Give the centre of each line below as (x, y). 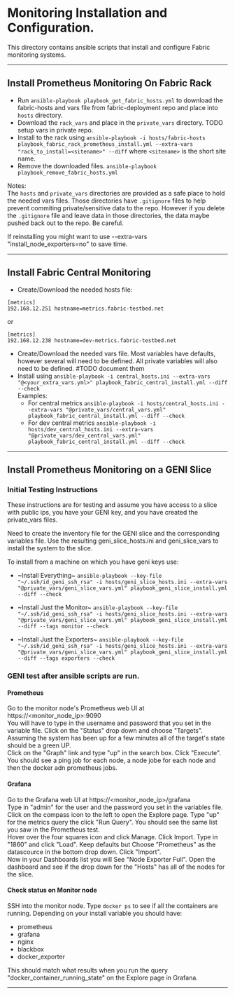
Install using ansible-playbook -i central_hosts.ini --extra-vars (114, 376)
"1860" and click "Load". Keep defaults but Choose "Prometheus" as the (112, 844)
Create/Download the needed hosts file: (75, 290)
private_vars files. (33, 520)
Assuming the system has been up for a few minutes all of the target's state (116, 738)
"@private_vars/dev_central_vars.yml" (84, 435)
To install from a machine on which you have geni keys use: (93, 562)
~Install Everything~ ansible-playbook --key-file (90, 576)
